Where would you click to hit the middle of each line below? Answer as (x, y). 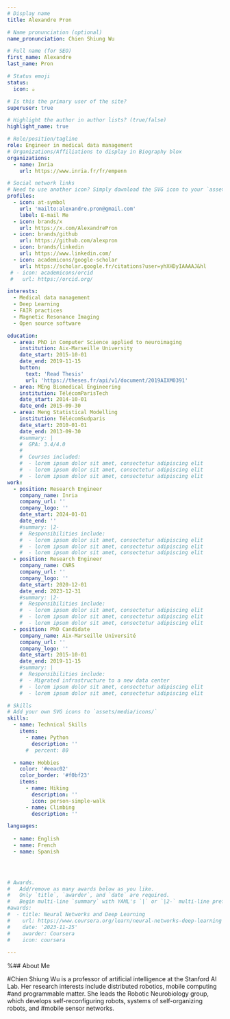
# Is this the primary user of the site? (67, 101)
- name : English (36, 839)
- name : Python (47, 737)
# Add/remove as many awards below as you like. (81, 889)
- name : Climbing (50, 808)
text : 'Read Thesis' (54, 374)
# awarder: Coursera (41, 934)
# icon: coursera (37, 940)
